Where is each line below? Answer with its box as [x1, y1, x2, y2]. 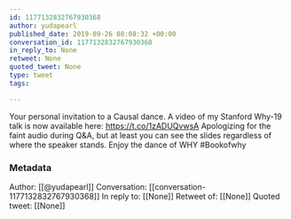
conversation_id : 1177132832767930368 [9, 37, 153, 47]
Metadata [9, 161, 51, 174]
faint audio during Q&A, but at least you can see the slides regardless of [9, 129, 272, 140]
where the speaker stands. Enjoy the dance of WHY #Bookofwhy [9, 139, 247, 150]
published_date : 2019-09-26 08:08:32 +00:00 [9, 29, 177, 38]
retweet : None [9, 54, 62, 63]
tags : [9, 79, 29, 88]
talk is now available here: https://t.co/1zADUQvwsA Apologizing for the [9, 121, 271, 131]
